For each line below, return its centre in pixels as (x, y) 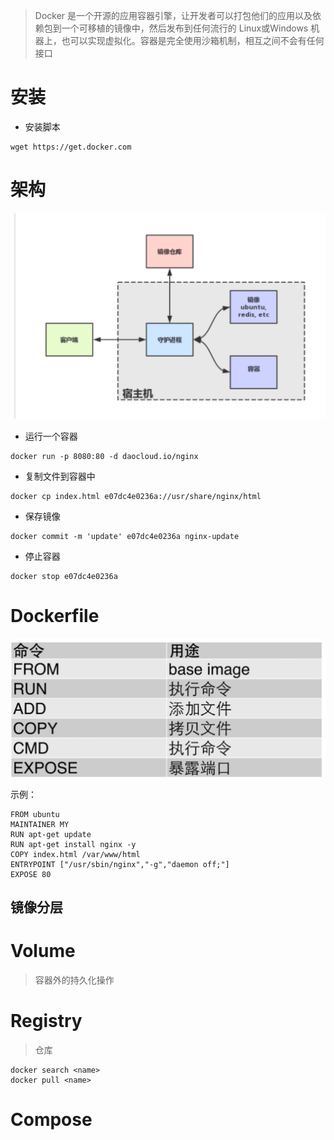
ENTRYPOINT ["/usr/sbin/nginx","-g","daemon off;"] (120, 864)
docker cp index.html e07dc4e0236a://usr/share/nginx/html (136, 497)
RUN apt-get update (51, 834)
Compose (51, 1120)
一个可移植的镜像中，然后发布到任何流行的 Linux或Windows (185, 28)
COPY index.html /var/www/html (75, 854)
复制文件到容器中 (60, 476)
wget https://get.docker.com (71, 147)
